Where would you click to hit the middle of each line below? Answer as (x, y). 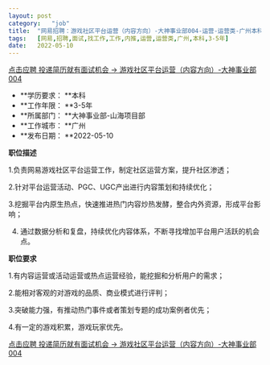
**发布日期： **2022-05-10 (67, 136)
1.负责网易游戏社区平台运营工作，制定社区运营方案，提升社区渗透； (120, 170)
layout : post (30, 16)
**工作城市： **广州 (53, 126)
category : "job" (39, 23)
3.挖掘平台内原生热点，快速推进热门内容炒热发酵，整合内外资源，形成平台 (131, 204)
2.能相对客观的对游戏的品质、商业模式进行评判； (89, 293)
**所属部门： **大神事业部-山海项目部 (83, 116)
